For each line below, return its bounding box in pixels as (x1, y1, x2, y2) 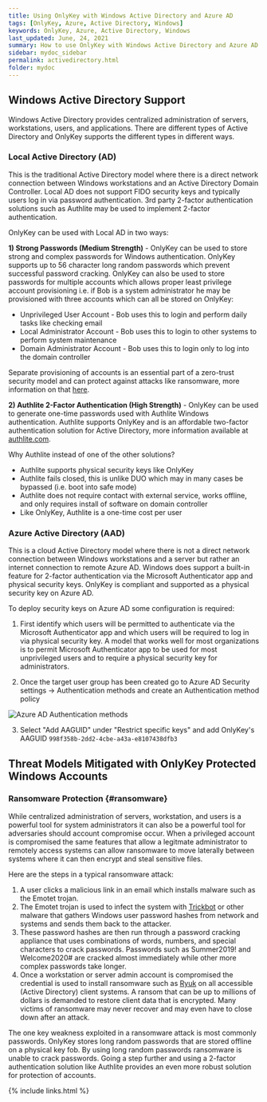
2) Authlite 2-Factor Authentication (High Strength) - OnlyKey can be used (8, 400, 259, 409)
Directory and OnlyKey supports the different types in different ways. (8, 131, 235, 141)
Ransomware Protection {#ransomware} (8, 793, 168, 805)
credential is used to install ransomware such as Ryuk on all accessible (19, 978, 253, 988)
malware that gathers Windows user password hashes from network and (19, 910, 259, 920)
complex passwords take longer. (19, 961, 127, 971)
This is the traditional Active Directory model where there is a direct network (8, 170, 259, 179)
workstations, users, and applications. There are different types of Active (8, 123, 249, 133)
